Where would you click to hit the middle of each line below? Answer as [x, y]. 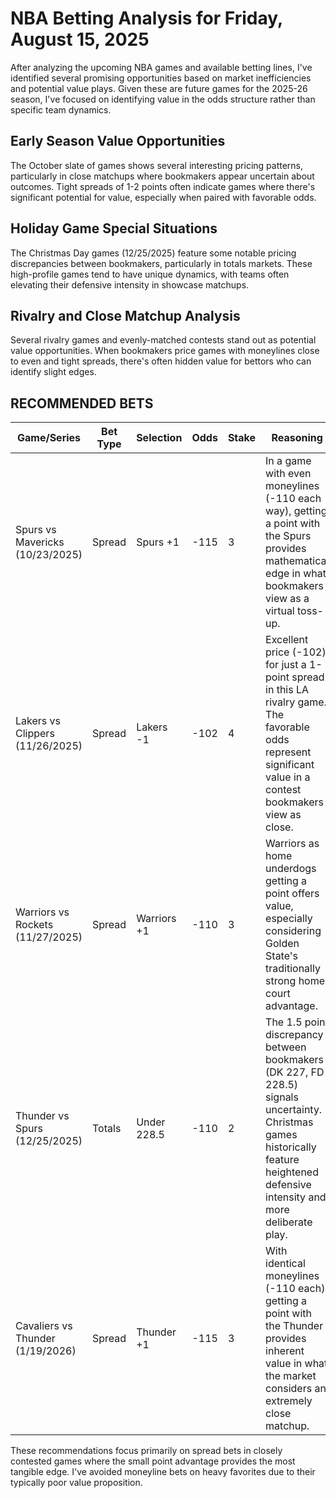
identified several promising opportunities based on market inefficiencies [161, 78]
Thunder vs [42, 1116]
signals [282, 1097]
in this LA [287, 690]
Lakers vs [38, 721]
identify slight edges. [53, 372]
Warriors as [292, 844]
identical [285, 1264]
